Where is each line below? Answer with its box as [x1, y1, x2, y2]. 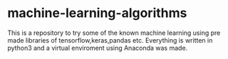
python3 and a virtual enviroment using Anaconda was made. [7, 43, 188, 52]
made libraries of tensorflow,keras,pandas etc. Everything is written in [7, 36, 213, 44]
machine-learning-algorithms [7, 5, 187, 21]
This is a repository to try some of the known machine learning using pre [7, 28, 221, 37]
